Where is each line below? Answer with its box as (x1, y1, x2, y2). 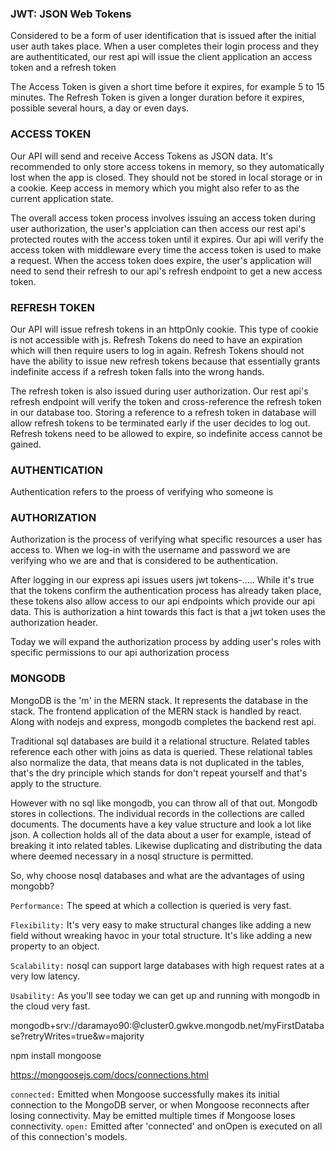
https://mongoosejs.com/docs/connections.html (10, 1068, 209, 1081)
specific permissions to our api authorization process (10, 647, 230, 659)
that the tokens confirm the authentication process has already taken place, (10, 585, 322, 597)
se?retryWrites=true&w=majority (10, 1030, 145, 1042)
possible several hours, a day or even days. (10, 102, 190, 114)
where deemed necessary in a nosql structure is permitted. (10, 850, 254, 862)
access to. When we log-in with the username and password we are (10, 544, 291, 556)
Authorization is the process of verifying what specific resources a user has (10, 533, 323, 546)
